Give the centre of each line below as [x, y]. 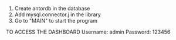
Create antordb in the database [52, 8]
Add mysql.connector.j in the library [57, 14]
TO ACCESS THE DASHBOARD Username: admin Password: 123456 [88, 32]
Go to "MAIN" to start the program [56, 21]
